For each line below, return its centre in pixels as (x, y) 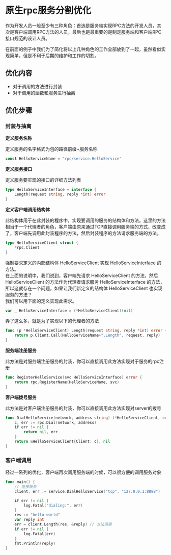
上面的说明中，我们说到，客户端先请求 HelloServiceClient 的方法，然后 (84, 275)
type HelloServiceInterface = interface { (51, 190)
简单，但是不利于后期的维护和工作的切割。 (54, 55)
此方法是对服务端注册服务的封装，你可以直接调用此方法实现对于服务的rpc (82, 361)
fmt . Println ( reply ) (35, 543)
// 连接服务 (25, 487)
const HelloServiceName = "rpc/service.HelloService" (64, 159)
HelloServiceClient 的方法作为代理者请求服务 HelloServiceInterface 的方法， (85, 282)
